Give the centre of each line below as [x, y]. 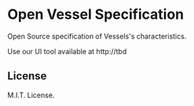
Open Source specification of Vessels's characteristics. [97, 36]
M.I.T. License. [31, 95]
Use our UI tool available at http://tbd [67, 51]
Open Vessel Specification [96, 15]
